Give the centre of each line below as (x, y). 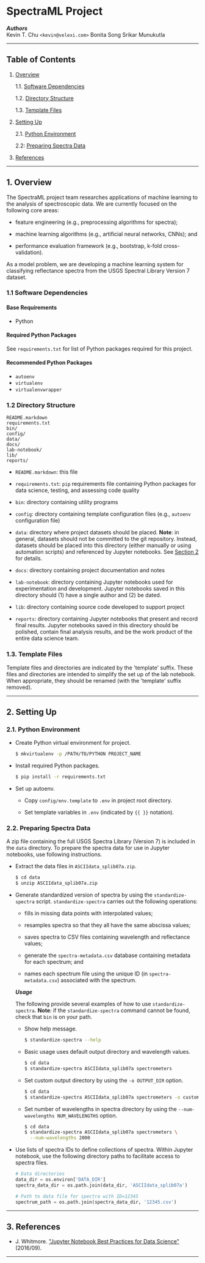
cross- (171, 245)
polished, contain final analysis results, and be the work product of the (104, 632)
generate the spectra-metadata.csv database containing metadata (107, 955)
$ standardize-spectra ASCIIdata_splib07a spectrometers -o (102, 1097)
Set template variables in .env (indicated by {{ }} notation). (99, 813)
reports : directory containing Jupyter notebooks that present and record (106, 619)
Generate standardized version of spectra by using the (84, 895)
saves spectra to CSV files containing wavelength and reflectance (107, 937)
